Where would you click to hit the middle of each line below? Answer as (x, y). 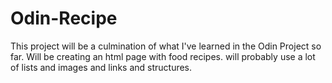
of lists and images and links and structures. (101, 67)
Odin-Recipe (64, 18)
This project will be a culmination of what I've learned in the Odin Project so (166, 46)
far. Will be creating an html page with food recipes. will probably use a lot (163, 56)
